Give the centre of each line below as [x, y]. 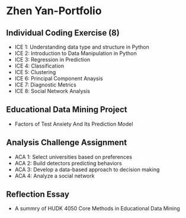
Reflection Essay [38, 195]
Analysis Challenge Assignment [67, 142]
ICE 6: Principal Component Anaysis [59, 78]
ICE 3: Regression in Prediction [52, 60]
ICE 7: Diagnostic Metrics [46, 85]
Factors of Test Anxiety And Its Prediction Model [74, 124]
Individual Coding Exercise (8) [63, 33]
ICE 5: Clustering [35, 72]
